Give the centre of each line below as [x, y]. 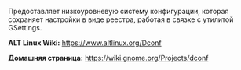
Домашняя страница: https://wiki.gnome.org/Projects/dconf [108, 58]
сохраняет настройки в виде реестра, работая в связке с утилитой [121, 19]
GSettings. [25, 28]
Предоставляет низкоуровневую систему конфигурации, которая [119, 11]
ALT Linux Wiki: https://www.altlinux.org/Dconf [85, 43]
